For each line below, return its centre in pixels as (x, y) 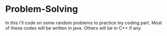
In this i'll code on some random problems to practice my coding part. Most (84, 23)
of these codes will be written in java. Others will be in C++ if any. (74, 28)
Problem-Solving (42, 9)
